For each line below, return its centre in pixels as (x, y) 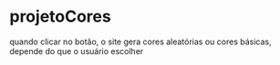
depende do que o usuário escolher (77, 51)
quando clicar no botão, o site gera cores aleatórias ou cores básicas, (140, 42)
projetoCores (60, 17)
